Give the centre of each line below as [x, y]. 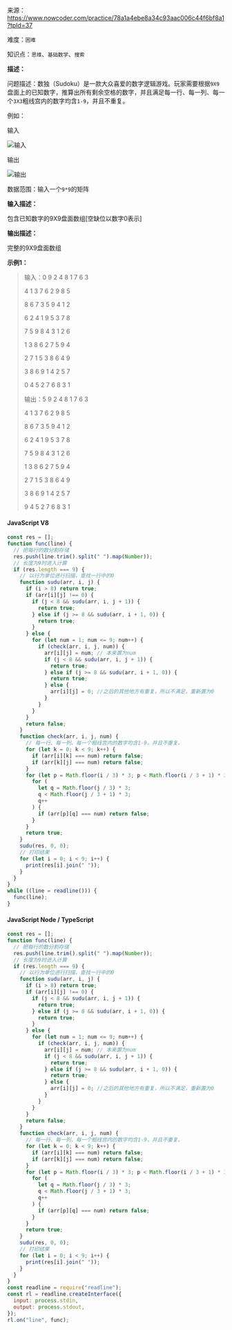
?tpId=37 [20, 25]
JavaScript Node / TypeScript [51, 919]
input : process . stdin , [46, 1301]
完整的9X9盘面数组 [34, 248]
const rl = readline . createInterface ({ [65, 1294]
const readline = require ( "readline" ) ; [65, 1288]
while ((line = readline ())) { [52, 891]
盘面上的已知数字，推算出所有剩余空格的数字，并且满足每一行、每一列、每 [113, 92]
